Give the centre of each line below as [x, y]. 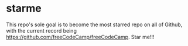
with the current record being [42, 30]
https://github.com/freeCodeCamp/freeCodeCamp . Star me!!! [80, 37]
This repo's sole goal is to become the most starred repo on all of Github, [94, 24]
